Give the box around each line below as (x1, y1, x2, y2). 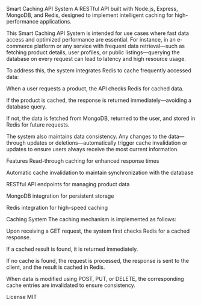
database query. (6, 103, 47, 110)
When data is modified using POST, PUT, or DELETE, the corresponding (6, 275, 185, 282)
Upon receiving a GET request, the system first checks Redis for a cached (6, 227, 190, 234)
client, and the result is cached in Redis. (6, 263, 105, 271)
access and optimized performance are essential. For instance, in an (6, 36, 176, 43)
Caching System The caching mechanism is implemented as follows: (6, 216, 176, 222)
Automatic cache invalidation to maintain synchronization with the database (6, 169, 194, 176)
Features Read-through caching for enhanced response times (6, 157, 159, 165)
